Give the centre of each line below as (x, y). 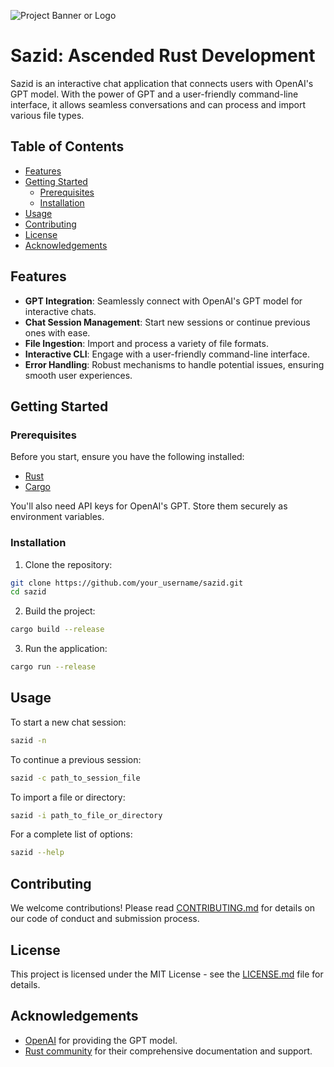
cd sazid (28, 592)
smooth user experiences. (78, 375)
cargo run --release (53, 667)
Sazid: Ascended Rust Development (163, 56)
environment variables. (57, 517)
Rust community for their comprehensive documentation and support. (168, 1051)
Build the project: (60, 611)
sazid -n (28, 740)
